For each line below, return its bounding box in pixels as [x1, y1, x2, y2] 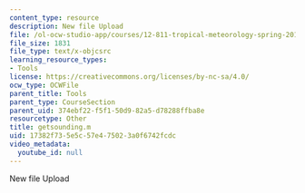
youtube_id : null [17, 148, 84, 157]
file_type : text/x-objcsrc [9, 47, 112, 56]
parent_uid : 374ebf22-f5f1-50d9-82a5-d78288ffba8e [9, 106, 205, 115]
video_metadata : [9, 140, 71, 149]
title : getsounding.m [9, 123, 92, 132]
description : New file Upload [9, 22, 124, 31]
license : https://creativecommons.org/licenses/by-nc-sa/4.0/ [9, 72, 250, 82]
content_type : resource [9, 13, 100, 23]
